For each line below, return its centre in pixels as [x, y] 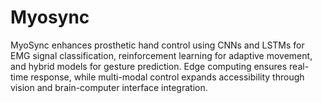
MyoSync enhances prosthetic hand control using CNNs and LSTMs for [157, 45]
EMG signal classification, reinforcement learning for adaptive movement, [161, 55]
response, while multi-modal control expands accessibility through [167, 77]
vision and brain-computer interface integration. [109, 87]
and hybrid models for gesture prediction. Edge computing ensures [149, 66]
